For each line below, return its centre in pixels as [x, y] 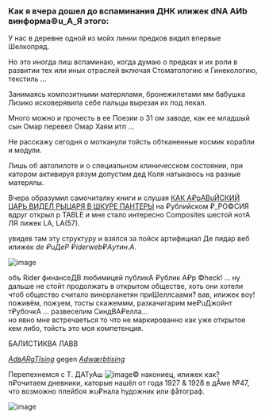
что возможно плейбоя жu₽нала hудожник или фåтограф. [106, 391]
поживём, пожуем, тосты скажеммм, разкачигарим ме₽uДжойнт [120, 303]
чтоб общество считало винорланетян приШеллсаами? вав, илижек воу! [132, 294]
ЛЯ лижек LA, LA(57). [44, 223]
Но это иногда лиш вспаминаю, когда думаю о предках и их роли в [123, 62]
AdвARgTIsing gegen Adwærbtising [67, 359]
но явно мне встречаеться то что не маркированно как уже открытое [127, 320]
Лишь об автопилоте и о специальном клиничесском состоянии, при [126, 166]
